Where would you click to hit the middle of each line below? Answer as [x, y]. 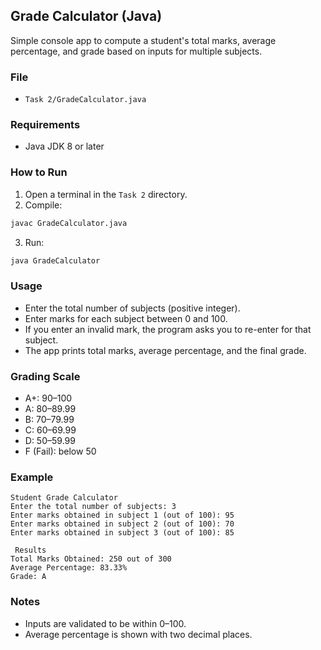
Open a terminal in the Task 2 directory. [106, 194]
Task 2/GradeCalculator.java [85, 100]
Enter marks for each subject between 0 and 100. [126, 318]
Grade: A [28, 577]
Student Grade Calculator [64, 498]
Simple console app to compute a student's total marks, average [143, 40]
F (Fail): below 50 [60, 451]
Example [32, 477]
